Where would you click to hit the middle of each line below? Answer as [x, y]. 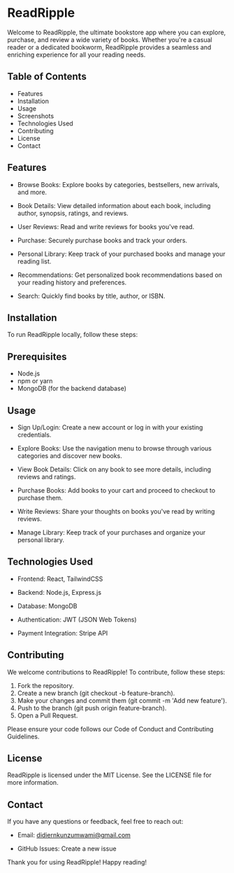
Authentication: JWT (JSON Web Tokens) [77, 619]
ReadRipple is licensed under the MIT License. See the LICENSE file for [109, 775]
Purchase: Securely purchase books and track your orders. [102, 240]
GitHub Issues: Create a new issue [67, 848]
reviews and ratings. [46, 477]
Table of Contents [47, 77]
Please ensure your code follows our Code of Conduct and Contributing [111, 729]
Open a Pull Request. [47, 715]
